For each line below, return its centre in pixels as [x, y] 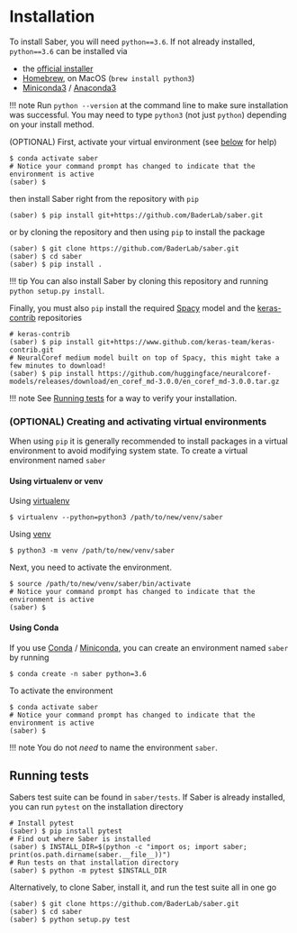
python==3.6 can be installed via [68, 50]
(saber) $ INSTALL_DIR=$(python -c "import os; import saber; [128, 847]
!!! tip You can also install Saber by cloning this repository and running [139, 280]
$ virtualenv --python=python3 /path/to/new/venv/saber [116, 517]
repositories [60, 317]
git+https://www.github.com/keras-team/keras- [187, 342]
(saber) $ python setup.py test [70, 920]
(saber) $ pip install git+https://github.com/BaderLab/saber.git [136, 215]
